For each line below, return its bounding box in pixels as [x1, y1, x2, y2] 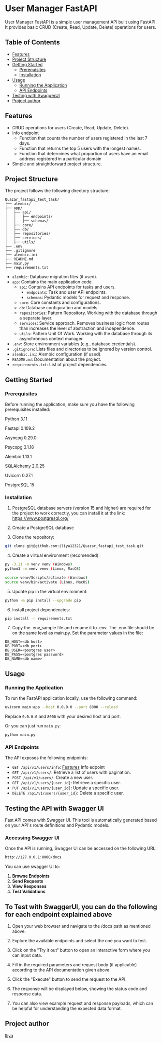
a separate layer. [19, 315, 53, 321]
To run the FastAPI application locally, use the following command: [5, 695, 138, 701]
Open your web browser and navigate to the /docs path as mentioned [12, 923, 151, 929]
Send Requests [12, 878, 44, 884]
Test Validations [12, 888, 46, 895]
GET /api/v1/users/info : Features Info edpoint [12, 764, 105, 770]
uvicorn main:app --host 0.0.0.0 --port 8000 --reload [5, 705, 118, 710]
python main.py [5, 732, 36, 737]
